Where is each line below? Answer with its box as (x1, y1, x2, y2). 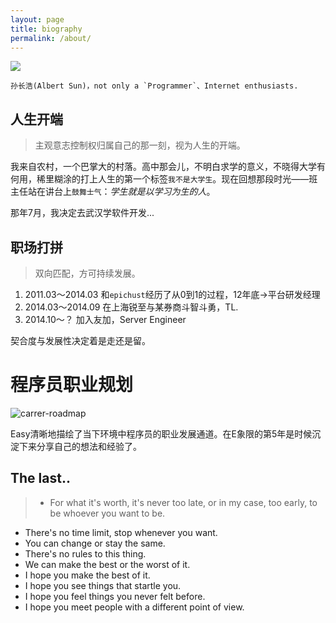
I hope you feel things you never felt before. (24, 590, 206, 602)
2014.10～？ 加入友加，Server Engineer (24, 314, 187, 325)
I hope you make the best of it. (24, 569, 151, 581)
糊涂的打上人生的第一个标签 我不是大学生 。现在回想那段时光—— (53, 173, 310, 185)
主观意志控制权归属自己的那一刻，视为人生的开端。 (34, 139, 246, 151)
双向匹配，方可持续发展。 (34, 267, 141, 279)
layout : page (10, 14, 65, 25)
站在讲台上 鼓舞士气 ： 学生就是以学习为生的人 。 (27, 186, 216, 198)
